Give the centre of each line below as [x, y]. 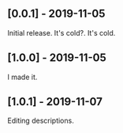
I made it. [22, 77]
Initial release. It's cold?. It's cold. [61, 32]
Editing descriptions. [41, 121]
